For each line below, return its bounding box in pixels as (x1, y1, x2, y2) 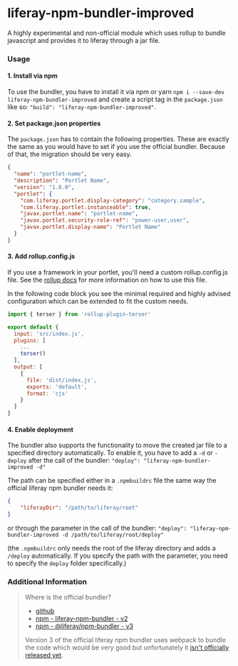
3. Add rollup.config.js (7, 252, 76, 261)
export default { (7, 323, 59, 331)
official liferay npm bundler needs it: (7, 483, 113, 493)
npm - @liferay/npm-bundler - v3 (35, 622, 134, 630)
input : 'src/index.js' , (14, 330, 84, 337)
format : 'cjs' (26, 390, 69, 397)
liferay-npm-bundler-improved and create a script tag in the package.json (7, 95, 223, 104)
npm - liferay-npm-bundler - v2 (35, 615, 128, 623)
